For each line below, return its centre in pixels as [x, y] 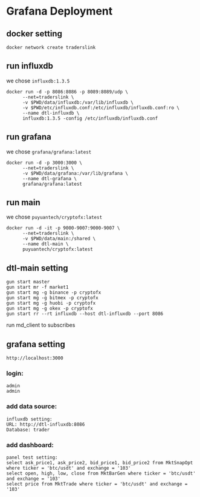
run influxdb [30, 66]
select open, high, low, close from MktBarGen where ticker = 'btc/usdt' [101, 473]
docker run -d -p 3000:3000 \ [44, 163]
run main [23, 202]
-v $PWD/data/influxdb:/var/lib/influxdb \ [78, 102]
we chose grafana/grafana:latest [49, 151]
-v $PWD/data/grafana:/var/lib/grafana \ [75, 173]
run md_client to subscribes [41, 325]
